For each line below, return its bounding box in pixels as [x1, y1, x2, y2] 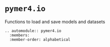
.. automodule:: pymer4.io [5, 28, 62, 33]
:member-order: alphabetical [9, 37, 71, 42]
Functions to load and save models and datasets [5, 18, 105, 24]
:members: [9, 32, 30, 37]
